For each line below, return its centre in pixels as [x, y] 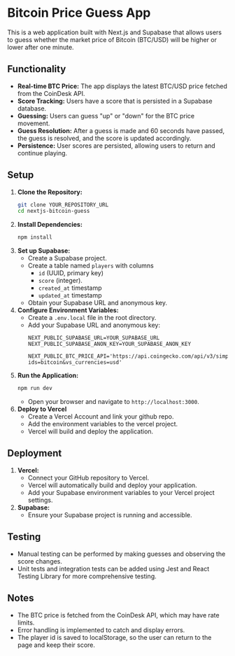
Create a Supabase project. [67, 258]
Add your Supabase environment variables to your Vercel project [121, 492]
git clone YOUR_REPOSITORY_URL [63, 204]
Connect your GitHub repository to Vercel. [88, 477]
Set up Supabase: [44, 251]
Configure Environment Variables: [68, 310]
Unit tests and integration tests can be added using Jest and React [113, 568]
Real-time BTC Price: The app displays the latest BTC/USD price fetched [122, 86]
